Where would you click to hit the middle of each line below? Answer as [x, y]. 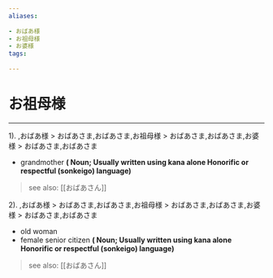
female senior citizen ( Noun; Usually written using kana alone [126, 240]
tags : [17, 54]
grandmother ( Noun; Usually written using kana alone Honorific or [134, 162]
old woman [39, 231]
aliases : [23, 16]
